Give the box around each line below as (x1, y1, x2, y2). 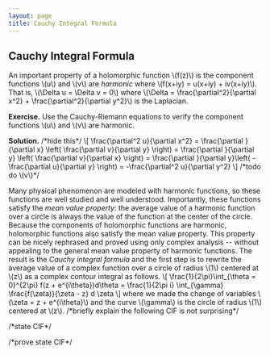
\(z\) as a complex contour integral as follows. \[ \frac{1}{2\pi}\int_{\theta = (8, 272, 256, 282)
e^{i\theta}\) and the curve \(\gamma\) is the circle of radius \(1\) (48, 298, 263, 307)
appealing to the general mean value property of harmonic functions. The (8, 246, 252, 256)
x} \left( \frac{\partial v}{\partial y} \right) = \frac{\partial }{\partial (36, 144, 255, 154)
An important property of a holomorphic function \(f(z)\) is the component (8, 70, 254, 81)
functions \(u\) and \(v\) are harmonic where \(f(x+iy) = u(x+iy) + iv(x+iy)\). (8, 79, 258, 89)
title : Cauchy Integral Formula (8, 19, 117, 27)
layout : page (8, 11, 52, 20)
